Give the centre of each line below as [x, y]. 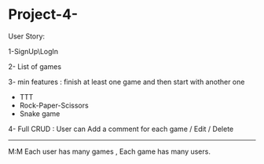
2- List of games [35, 66]
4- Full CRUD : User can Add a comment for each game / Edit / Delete [121, 129]
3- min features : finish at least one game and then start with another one [126, 82]
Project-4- [43, 15]
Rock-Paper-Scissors [54, 105]
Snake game [40, 113]
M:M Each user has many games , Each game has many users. [109, 151]
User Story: [27, 36]
